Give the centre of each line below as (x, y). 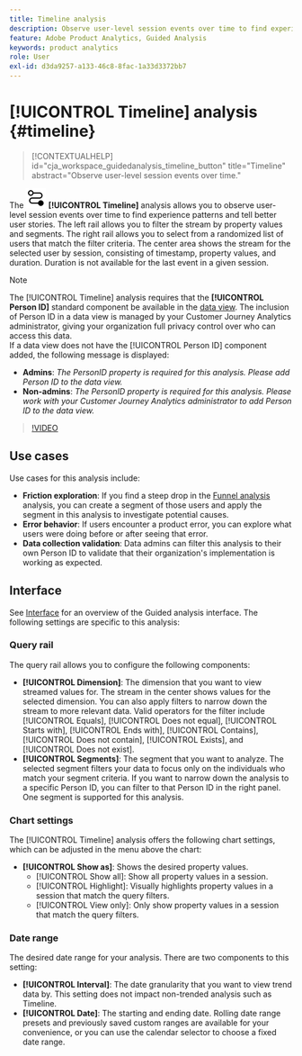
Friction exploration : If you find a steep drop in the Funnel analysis (146, 495)
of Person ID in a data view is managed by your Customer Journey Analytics (151, 316)
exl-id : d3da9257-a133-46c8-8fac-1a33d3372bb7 (98, 67)
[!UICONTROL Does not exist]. (78, 749)
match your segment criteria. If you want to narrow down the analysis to (155, 778)
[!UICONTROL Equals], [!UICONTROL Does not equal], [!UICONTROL (149, 720)
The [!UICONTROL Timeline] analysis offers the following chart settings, (142, 840)
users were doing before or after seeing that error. (115, 533)
